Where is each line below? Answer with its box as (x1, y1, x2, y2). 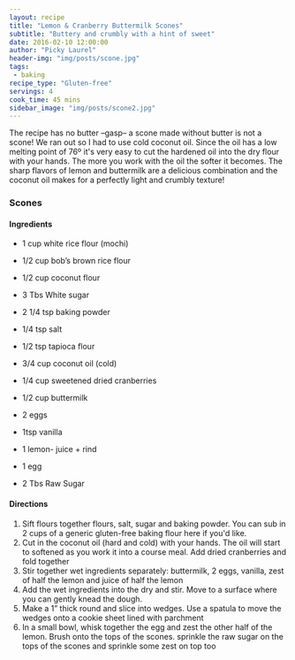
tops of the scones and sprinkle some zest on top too (21, 641, 216, 651)
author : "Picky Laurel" (9, 46, 97, 55)
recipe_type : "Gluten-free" (9, 79, 113, 88)
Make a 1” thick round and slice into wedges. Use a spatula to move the (21, 602, 282, 613)
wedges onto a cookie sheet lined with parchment (21, 612, 205, 623)
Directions (9, 498, 49, 509)
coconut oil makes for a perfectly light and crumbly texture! (9, 174, 225, 186)
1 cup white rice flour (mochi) (21, 238, 129, 249)
